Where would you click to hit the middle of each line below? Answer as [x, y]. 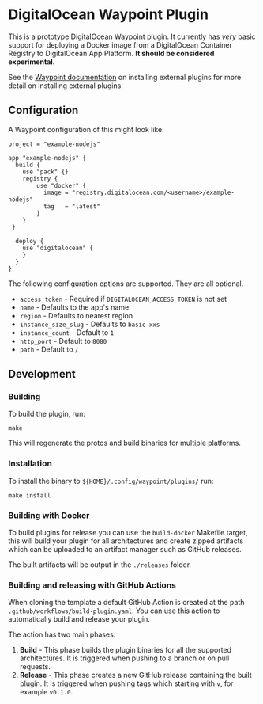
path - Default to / [49, 349]
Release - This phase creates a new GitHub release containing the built [136, 675]
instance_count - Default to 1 [67, 332]
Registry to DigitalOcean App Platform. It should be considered [111, 53]
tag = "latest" [72, 206]
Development [42, 374]
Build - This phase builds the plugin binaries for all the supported [125, 650]
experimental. [32, 62]
